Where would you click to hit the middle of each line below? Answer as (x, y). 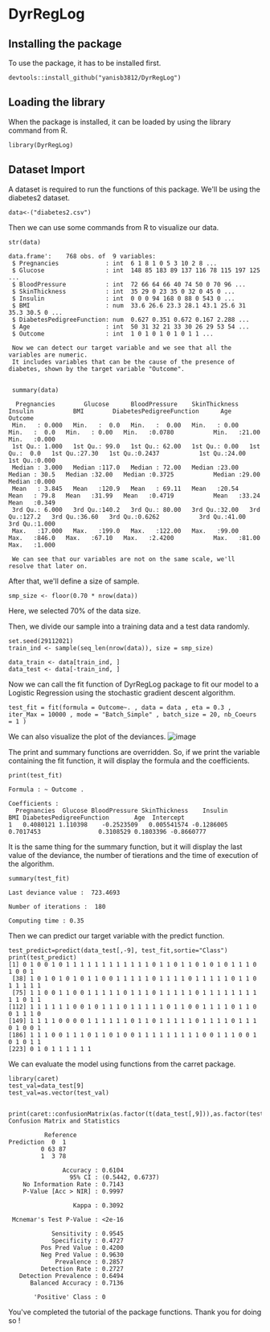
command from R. (38, 130)
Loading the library (57, 103)
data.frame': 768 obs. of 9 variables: (82, 256)
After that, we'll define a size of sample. (74, 581)
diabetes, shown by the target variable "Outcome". (96, 369)
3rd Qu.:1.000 (32, 524)
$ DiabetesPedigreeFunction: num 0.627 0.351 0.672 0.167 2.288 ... (131, 320)
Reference (61, 1135)
